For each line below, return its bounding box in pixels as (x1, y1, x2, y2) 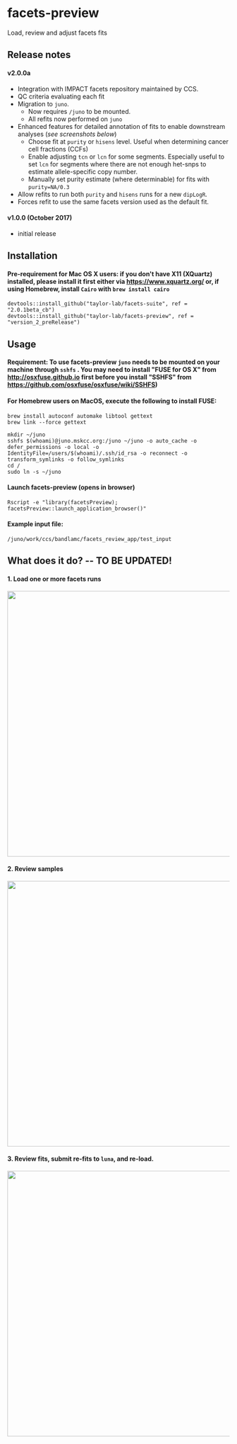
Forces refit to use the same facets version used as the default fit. (17, 197, 209, 206)
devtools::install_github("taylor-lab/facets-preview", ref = (7, 313, 194, 320)
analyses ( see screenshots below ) (17, 130, 117, 138)
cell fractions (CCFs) (28, 144, 89, 153)
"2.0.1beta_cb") (7, 307, 55, 314)
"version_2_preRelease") (7, 319, 80, 326)
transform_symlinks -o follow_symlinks (7, 455, 125, 463)
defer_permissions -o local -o (7, 443, 99, 450)
